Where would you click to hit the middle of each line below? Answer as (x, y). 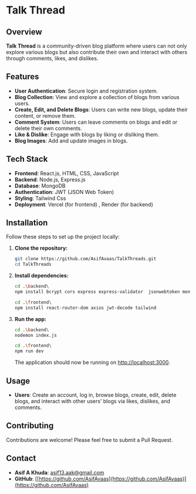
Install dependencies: (42, 275)
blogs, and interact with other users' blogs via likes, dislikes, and (92, 401)
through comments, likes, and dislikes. (52, 58)
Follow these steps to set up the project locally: (63, 237)
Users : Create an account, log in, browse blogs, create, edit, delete (95, 395)
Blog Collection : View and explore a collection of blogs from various (97, 97)
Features (23, 77)
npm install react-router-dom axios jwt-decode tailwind (85, 308)
